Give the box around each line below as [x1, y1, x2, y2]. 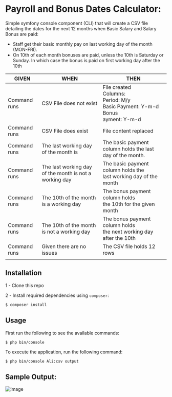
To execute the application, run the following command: [5, 349, 123, 355]
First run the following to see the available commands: [5, 330, 119, 336]
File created [102, 83, 132, 90]
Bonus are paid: [5, 31, 38, 37]
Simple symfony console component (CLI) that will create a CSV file [5, 20, 148, 26]
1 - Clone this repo [5, 282, 45, 288]
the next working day [102, 228, 154, 235]
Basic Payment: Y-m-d [102, 103, 159, 110]
